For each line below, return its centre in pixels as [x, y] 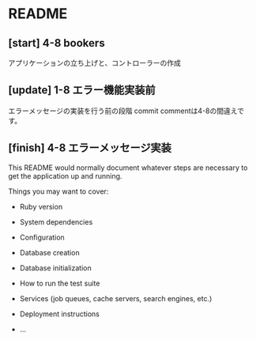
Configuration [42, 237]
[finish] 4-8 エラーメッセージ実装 [90, 148]
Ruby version [41, 206]
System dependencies [56, 221]
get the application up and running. [65, 176]
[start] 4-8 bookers [56, 43]
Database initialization [56, 268]
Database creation [50, 252]
